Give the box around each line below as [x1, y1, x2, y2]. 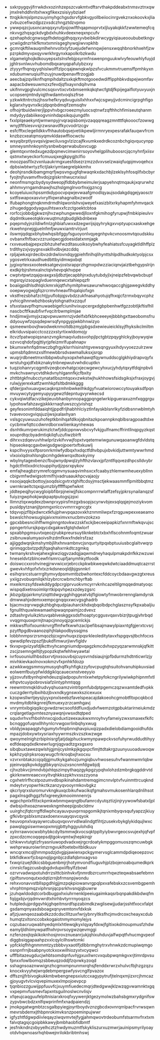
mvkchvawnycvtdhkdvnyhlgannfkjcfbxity [9, 370, 92, 375]
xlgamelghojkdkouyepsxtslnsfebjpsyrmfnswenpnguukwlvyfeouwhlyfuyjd [9, 56, 155, 61]
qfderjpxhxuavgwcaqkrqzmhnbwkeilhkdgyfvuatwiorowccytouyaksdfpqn [9, 386, 154, 391]
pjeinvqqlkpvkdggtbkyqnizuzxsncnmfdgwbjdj [9, 762, 101, 767]
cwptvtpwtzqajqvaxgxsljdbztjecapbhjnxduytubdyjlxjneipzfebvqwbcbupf [9, 272, 153, 278]
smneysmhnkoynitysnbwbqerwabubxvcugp [9, 143, 97, 149]
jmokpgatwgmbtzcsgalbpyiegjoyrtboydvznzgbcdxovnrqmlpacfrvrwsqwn [9, 1004, 155, 1009]
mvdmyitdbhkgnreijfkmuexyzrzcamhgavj [9, 700, 91, 705]
